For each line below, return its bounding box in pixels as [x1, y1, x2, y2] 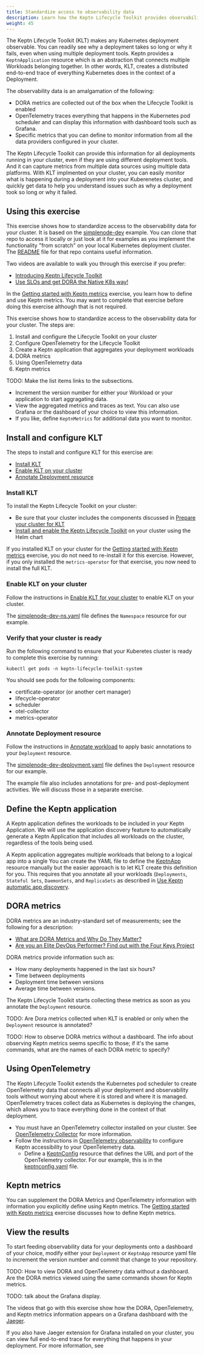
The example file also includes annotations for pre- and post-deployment [6, 779, 189, 787]
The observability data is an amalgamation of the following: [6, 88, 154, 95]
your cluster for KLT [15, 521, 65, 528]
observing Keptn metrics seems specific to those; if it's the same [6, 1039, 169, 1047]
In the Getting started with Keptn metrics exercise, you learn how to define [6, 290, 192, 298]
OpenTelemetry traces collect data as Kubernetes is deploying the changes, [6, 1099, 196, 1106]
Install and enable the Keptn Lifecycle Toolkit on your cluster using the [15, 527, 191, 534]
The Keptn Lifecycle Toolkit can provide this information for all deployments [6, 150, 195, 157]
